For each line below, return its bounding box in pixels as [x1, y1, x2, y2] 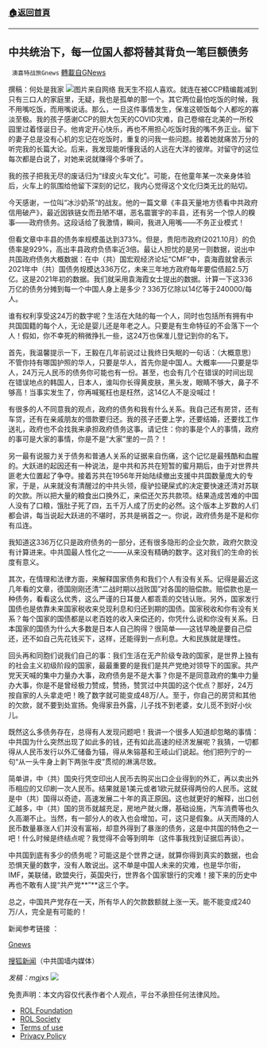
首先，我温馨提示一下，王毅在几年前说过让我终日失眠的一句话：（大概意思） [8, 348, 256, 358]
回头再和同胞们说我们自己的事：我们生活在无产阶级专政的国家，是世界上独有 [8, 651, 259, 660]
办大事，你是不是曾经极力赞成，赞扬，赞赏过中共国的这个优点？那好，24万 [8, 681, 254, 690]
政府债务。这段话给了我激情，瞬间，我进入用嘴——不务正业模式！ [29, 218, 245, 227]
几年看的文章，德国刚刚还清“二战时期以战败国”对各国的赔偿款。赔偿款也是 [8, 584, 252, 594]
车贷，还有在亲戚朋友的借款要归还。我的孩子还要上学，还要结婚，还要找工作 [8, 415, 259, 424]
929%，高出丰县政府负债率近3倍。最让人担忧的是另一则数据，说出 [29, 245, 249, 254]
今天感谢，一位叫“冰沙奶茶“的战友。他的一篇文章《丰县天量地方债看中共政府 [8, 198, 258, 207]
